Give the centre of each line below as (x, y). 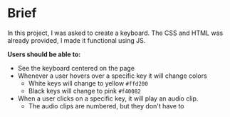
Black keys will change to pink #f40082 (84, 91)
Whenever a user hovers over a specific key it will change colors (113, 76)
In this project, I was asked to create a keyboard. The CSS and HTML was (115, 33)
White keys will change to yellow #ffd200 (88, 83)
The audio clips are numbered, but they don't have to (106, 106)
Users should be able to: (44, 54)
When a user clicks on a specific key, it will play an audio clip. (108, 98)
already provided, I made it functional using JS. (77, 40)
